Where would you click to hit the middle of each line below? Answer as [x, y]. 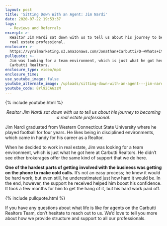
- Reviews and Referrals [35, 28]
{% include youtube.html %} [34, 102]
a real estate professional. [83, 117]
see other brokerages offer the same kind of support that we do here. [76, 157]
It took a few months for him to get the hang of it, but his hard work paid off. [83, 188]
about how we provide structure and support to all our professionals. [75, 218]
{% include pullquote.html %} [35, 198]
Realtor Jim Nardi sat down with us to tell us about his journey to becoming [83, 112]
